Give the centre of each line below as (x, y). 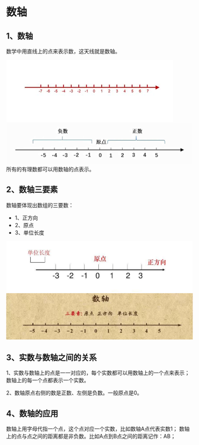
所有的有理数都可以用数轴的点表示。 (50, 169)
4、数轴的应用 (32, 413)
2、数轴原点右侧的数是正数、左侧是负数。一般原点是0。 (74, 393)
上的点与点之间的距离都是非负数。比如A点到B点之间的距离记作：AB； (91, 436)
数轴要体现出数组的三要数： (40, 205)
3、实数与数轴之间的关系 (52, 357)
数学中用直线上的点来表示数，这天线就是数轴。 (63, 51)
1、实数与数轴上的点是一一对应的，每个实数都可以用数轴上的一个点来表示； (98, 373)
